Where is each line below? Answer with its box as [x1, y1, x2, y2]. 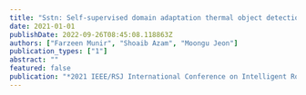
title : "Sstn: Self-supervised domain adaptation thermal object [9, 13, 262, 23]
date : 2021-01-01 [9, 22, 76, 31]
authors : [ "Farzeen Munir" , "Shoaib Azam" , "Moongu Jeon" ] [9, 38, 239, 48]
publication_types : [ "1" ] [9, 47, 107, 56]
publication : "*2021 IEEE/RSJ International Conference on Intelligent [9, 72, 287, 81]
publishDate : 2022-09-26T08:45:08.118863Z [9, 30, 173, 39]
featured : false [9, 64, 71, 73]
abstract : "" [9, 55, 59, 64]
